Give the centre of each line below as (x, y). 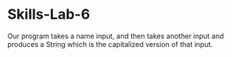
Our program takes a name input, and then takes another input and (116, 36)
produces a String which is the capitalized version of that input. (110, 44)
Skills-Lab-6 (49, 14)
